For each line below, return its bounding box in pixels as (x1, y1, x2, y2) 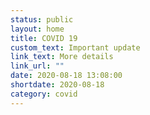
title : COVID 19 (10, 33, 78, 43)
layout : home (10, 24, 65, 34)
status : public (10, 14, 74, 25)
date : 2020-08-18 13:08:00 (10, 71, 123, 81)
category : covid (10, 89, 78, 99)
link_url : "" (10, 61, 65, 71)
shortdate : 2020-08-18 (10, 80, 105, 90)
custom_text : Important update (10, 42, 141, 53)
